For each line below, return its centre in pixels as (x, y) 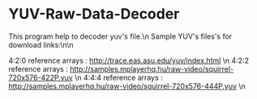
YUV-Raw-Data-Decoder (94, 14)
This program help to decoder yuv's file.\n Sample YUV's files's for (120, 36)
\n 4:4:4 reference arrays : (119, 77)
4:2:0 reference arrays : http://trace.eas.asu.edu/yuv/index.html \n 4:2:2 (129, 60)
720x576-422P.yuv (41, 77)
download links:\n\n (41, 44)
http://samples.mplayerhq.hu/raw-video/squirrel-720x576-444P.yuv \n (127, 86)
